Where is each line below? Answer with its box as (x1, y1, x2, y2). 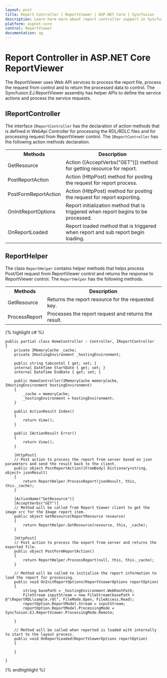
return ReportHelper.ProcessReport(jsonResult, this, (23, 479, 137, 484)
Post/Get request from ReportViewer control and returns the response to (5, 270, 154, 276)
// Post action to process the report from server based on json (14, 457, 153, 462)
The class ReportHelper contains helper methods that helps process (5, 265, 144, 271)
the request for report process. (65, 179, 138, 186)
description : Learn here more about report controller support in (5, 16, 146, 21)
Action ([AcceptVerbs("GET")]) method (65, 158, 158, 165)
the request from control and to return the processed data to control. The (5, 84, 155, 90)
